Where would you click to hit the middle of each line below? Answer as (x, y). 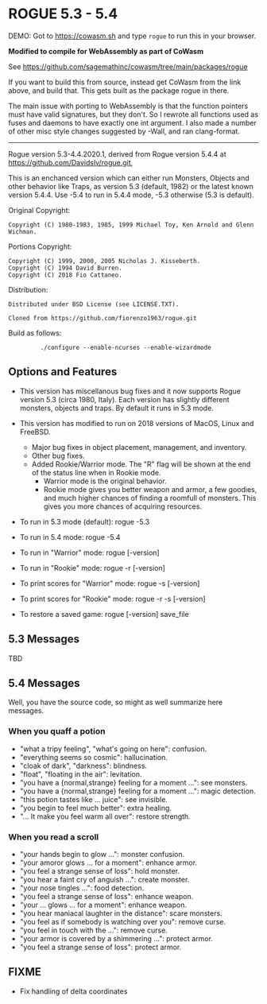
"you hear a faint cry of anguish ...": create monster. (104, 879)
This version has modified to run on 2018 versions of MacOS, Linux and (137, 423)
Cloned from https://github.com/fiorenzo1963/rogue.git (103, 318)
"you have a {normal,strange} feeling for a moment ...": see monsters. (133, 782)
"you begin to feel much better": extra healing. (96, 808)
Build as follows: (35, 333)
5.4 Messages (44, 683)
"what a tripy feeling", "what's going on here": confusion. (113, 749)
